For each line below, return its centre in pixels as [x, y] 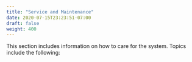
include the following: [33, 53]
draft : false [23, 23]
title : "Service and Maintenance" [50, 12]
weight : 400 [21, 29]
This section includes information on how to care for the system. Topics [96, 46]
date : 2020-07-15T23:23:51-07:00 [49, 18]
